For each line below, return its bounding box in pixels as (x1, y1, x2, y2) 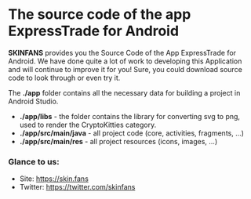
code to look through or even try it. (8, 73, 121, 82)
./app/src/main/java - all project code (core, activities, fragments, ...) (19, 128, 245, 138)
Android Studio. (8, 96, 59, 106)
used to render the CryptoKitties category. (19, 120, 157, 129)
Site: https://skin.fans (19, 174, 89, 183)
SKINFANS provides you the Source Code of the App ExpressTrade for (8, 48, 237, 57)
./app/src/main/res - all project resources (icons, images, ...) (19, 136, 218, 146)
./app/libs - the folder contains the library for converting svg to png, (19, 111, 241, 121)
